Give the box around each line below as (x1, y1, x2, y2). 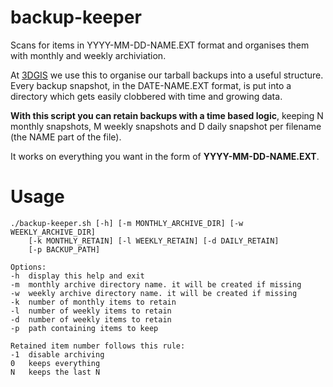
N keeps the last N (10, 367, 101, 377)
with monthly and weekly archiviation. (10, 49, 167, 61)
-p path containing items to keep (10, 323, 159, 333)
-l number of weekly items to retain (10, 306, 172, 316)
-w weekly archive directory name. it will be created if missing (10, 288, 298, 298)
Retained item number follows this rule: (10, 341, 186, 351)
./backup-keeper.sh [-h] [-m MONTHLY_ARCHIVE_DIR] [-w (10, 218, 244, 228)
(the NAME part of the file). (10, 131, 122, 143)
